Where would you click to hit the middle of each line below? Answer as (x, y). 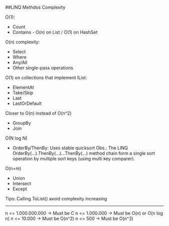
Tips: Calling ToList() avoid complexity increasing (56, 199)
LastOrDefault (27, 103)
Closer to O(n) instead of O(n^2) (38, 113)
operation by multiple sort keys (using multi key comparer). (74, 159)
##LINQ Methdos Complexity (35, 7)
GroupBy (22, 123)
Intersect (22, 183)
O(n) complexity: (23, 42)
